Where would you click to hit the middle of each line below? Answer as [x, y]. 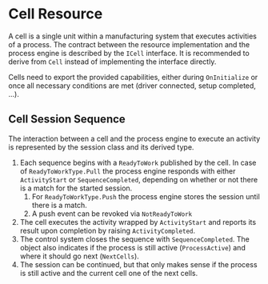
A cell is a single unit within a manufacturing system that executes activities [133, 36]
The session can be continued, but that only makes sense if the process [138, 264]
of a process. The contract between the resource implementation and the [129, 44]
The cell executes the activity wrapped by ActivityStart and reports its [138, 222]
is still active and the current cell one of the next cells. [109, 273]
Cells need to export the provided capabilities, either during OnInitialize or [133, 77]
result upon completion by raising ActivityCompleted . [108, 230]
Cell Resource [56, 14]
